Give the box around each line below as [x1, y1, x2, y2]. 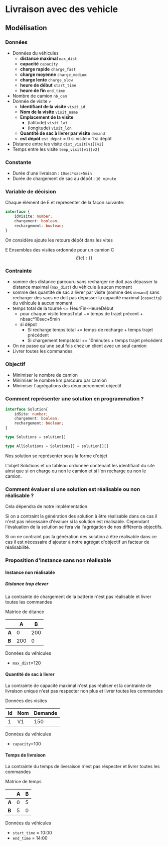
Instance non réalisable [5, 569, 55, 575]
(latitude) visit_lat [27, 119, 68, 125]
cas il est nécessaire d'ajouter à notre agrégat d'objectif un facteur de [5, 539, 149, 545]
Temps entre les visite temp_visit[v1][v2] [12, 146, 100, 152]
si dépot [20, 321, 37, 327]
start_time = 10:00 [12, 830, 52, 836]
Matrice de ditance [5, 609, 44, 615]
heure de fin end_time [20, 87, 65, 94]
